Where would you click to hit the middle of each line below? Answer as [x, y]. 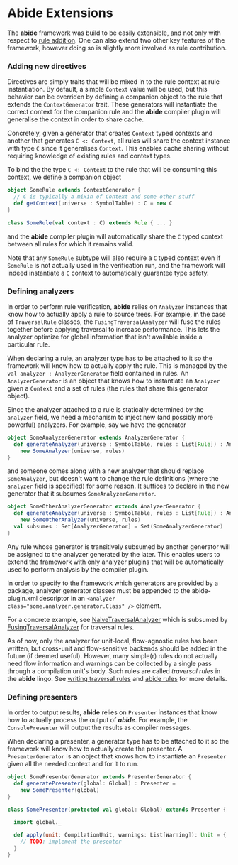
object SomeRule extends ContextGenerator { [74, 190]
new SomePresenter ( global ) [60, 790]
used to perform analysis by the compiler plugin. [78, 569]
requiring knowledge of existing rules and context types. [90, 156]
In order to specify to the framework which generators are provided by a [113, 583]
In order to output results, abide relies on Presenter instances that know [112, 712]
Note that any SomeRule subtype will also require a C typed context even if [114, 258]
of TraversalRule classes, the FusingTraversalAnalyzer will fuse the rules [114, 322]
